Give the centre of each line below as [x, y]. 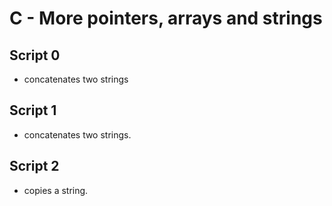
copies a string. [56, 190]
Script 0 [35, 55]
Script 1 [33, 110]
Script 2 [34, 166]
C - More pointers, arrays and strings [166, 18]
